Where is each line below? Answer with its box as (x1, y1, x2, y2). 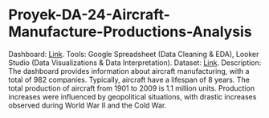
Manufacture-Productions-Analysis (8, 22, 252, 41)
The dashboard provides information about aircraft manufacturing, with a (8, 66, 250, 75)
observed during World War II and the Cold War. (8, 100, 167, 110)
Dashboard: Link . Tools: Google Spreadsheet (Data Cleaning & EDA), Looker (8, 49, 259, 59)
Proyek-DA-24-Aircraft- (8, 6, 171, 24)
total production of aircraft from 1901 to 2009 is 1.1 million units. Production (8, 83, 255, 93)
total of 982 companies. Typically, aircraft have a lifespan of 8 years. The (8, 75, 251, 84)
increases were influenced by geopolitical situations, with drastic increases (8, 92, 257, 101)
